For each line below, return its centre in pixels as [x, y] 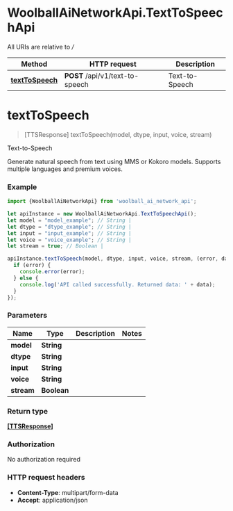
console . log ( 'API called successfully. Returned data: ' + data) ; [118, 284]
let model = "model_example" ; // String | [69, 220]
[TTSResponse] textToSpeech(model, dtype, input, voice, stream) [118, 134]
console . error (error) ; [52, 272]
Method [34, 64]
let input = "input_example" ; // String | [69, 233]
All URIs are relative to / [41, 47]
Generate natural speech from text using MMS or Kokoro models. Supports [114, 161]
